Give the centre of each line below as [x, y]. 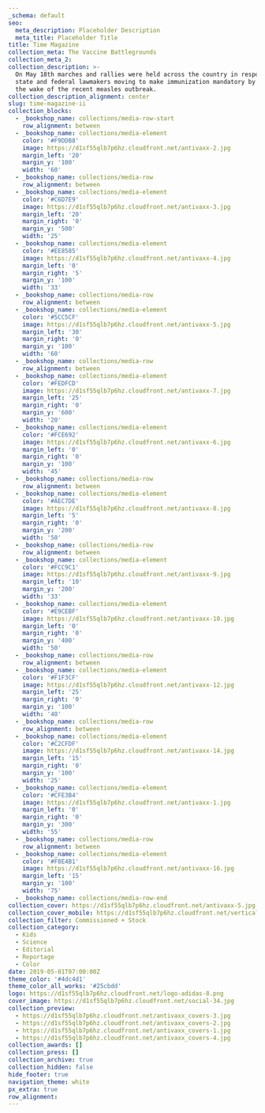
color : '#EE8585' [51, 251]
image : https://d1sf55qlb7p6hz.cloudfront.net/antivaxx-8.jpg [127, 508]
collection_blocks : [40, 112]
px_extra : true [33, 1089]
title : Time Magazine [44, 45]
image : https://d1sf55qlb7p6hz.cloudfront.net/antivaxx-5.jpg [127, 324]
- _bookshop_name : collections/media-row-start [95, 119]
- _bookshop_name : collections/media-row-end [91, 898]
